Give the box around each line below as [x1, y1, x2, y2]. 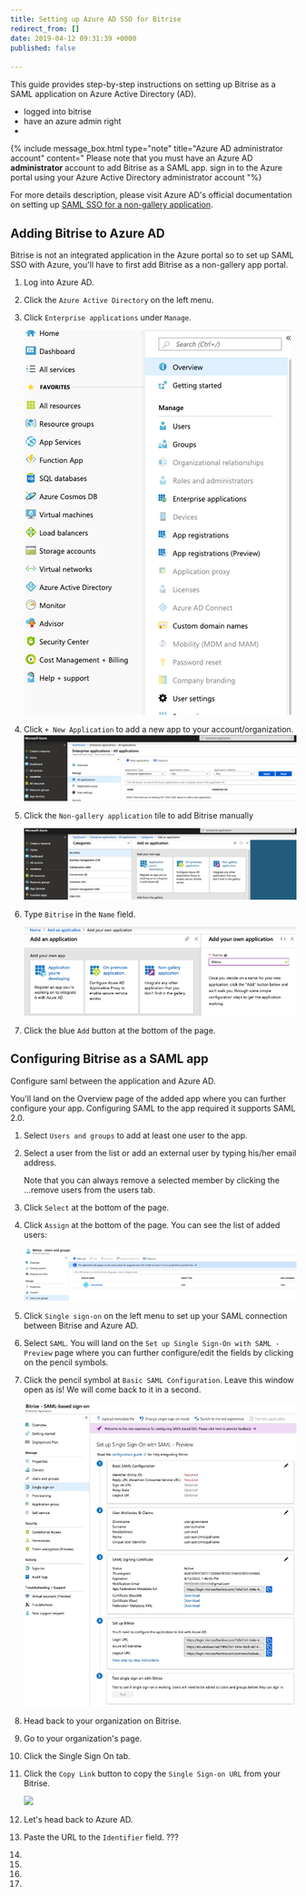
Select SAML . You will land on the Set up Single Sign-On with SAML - [23, 1338, 281, 1349]
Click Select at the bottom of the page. [23, 1202, 170, 1213]
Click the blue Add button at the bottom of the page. [23, 1026, 216, 1036]
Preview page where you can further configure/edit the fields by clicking [23, 1348, 294, 1359]
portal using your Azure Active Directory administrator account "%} [10, 172, 262, 183]
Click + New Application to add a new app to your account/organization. [23, 723, 294, 734]
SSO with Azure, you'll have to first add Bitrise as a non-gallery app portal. [10, 259, 289, 270]
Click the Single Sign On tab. [23, 1751, 131, 1762]
